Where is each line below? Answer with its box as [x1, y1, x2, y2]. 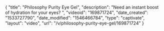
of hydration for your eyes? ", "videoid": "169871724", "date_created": [5, 9, 148, 15]
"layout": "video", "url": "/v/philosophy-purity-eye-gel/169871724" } [5, 20, 144, 26]
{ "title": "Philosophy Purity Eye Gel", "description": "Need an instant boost [5, 4, 159, 10]
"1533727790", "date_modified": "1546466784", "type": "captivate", [5, 15, 145, 20]
